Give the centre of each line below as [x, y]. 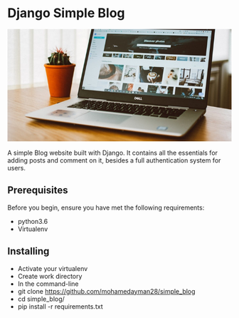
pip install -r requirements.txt [60, 306]
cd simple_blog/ [41, 299]
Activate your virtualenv [53, 268]
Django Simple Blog [66, 13]
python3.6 [33, 221]
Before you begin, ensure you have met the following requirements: [106, 207]
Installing [28, 251]
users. [17, 168]
